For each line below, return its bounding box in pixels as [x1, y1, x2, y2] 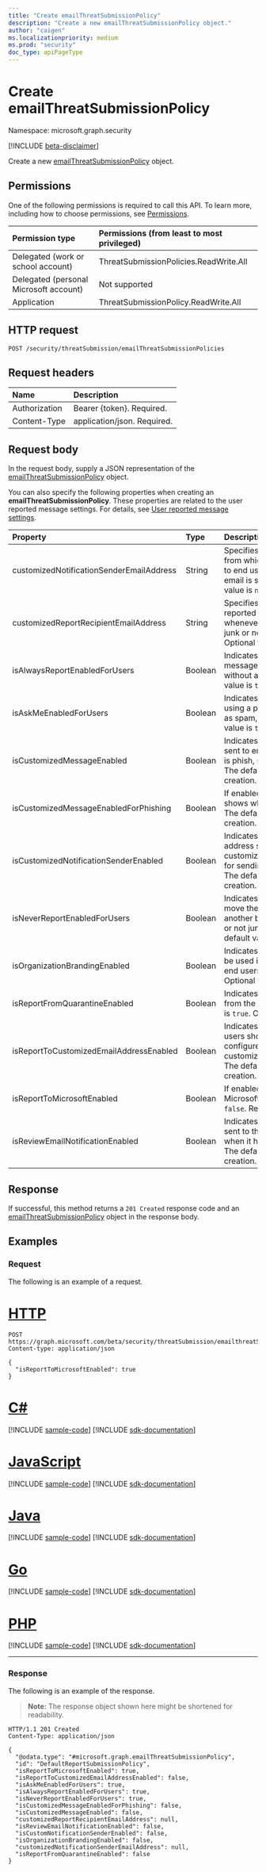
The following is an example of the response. [8, 1686, 155, 1695]
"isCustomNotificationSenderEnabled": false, [15, 1829, 169, 1837]
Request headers [8, 366, 95, 379]
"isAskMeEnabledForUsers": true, [15, 1781, 126, 1789]
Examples [8, 1235, 58, 1249]
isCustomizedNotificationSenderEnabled [12, 856, 164, 867]
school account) [12, 261, 73, 272]
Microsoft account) [12, 283, 84, 294]
